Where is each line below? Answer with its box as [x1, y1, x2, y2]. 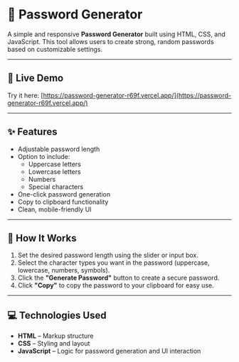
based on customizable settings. [7, 45, 103, 53]
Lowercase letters [28, 167, 81, 176]
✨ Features [7, 126, 58, 138]
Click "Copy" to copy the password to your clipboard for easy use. [17, 281, 215, 290]
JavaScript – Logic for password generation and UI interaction [17, 347, 201, 356]
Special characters [28, 182, 84, 191]
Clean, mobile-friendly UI [17, 205, 92, 214]
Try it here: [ [7, 91, 44, 99]
